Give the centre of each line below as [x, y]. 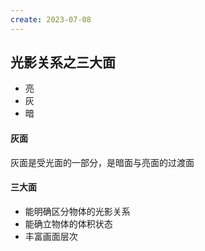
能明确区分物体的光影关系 [77, 211]
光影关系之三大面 [63, 62]
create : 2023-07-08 [51, 19]
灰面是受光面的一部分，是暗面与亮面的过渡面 [102, 162]
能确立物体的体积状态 [68, 223]
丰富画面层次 [51, 236]
